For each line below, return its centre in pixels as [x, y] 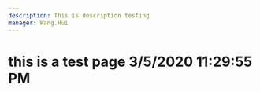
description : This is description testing [79, 15]
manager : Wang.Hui [38, 23]
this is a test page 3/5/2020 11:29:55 [130, 62]
